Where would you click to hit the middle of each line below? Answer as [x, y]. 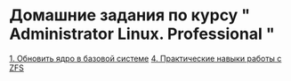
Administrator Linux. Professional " [142, 34]
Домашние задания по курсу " [130, 15]
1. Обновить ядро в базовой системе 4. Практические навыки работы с [145, 58]
